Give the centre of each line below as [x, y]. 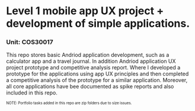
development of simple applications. [98, 23]
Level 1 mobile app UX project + [85, 11]
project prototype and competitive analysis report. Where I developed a [93, 68]
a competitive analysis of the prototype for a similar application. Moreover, [97, 80]
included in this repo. [32, 93]
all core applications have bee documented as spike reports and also [90, 87]
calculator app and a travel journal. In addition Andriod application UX [91, 61]
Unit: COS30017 [30, 42]
